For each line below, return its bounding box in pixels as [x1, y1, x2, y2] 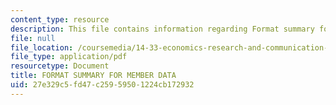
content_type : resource [10, 14, 110, 25]
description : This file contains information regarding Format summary [10, 24, 315, 34]
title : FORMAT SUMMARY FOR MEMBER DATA [10, 71, 177, 81]
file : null [10, 33, 56, 43]
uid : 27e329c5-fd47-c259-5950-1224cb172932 [10, 80, 195, 90]
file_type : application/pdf [10, 52, 128, 62]
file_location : [10, 42, 74, 53]
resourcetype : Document [10, 61, 110, 71]
